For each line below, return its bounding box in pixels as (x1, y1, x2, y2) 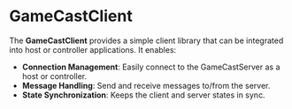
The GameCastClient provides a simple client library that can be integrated (9, 35, 284, 46)
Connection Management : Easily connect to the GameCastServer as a (21, 62, 280, 72)
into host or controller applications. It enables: (9, 44, 177, 54)
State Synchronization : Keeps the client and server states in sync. (21, 90, 265, 100)
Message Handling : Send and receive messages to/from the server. (21, 80, 271, 91)
